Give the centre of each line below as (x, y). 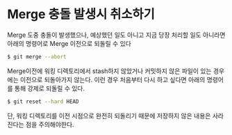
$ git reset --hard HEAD (43, 102)
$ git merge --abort (37, 56)
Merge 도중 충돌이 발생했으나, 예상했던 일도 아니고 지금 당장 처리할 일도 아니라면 (116, 35)
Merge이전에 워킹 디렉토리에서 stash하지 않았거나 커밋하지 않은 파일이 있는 (109, 71)
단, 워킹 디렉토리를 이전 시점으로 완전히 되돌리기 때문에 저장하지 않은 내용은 (109, 116)
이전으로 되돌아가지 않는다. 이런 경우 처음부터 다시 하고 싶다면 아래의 (113, 79)
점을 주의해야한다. (50, 124)
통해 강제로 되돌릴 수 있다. (50, 88)
